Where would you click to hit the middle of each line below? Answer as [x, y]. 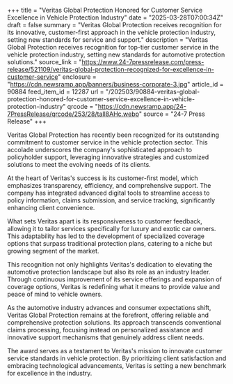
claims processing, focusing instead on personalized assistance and [105, 330]
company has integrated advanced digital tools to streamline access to [109, 193]
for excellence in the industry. [50, 373]
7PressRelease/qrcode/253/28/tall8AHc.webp [73, 114]
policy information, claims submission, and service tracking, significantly [111, 200]
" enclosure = [78, 77]
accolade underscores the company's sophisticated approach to [100, 150]
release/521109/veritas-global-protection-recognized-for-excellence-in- [111, 69]
